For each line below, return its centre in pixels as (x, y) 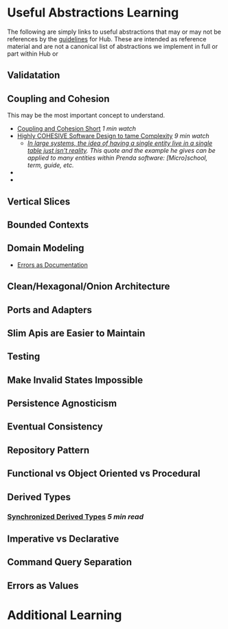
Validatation (34, 75)
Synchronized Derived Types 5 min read (76, 516)
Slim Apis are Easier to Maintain (76, 333)
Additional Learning (65, 615)
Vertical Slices (39, 201)
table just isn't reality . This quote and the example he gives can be (122, 151)
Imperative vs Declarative (63, 539)
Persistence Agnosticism (62, 404)
